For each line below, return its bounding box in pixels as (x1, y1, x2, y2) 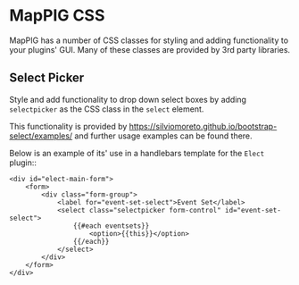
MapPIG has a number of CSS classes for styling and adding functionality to (9, 35, 288, 46)
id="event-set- (224, 205, 281, 214)
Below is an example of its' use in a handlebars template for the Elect (9, 147, 265, 158)
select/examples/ (9, 130, 73, 141)
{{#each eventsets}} (72, 221, 150, 231)
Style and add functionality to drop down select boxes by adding (9, 94, 247, 105)
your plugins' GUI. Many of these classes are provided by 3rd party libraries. (9, 44, 291, 54)
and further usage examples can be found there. (74, 130, 253, 141)
